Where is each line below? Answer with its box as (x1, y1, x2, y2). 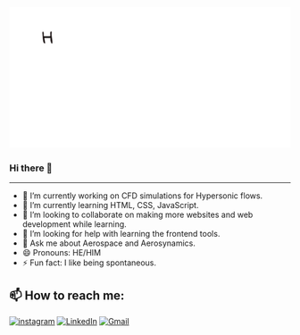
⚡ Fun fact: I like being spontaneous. (21, 257, 157, 268)
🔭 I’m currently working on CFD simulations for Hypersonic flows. (21, 190, 263, 201)
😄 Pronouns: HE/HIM (21, 247, 101, 258)
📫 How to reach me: (9, 288, 125, 303)
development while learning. (21, 219, 127, 230)
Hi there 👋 (9, 162, 54, 174)
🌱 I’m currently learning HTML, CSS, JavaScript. (21, 200, 199, 211)
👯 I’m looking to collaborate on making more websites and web (21, 209, 254, 221)
